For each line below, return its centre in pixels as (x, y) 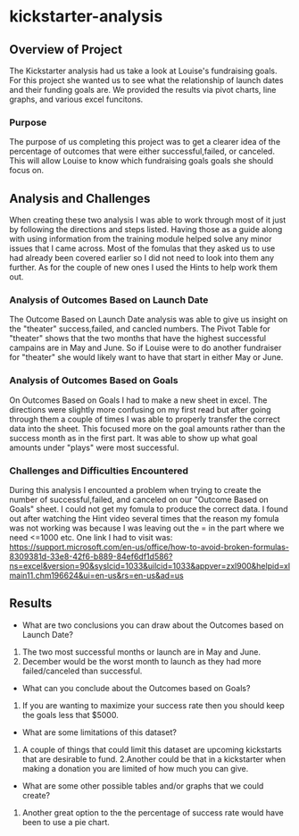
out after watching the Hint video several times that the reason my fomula (144, 518)
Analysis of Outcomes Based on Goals (94, 380)
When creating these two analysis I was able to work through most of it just (148, 220)
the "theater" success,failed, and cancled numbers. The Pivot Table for (140, 329)
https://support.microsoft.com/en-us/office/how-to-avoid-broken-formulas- (149, 547)
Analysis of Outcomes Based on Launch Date (109, 300)
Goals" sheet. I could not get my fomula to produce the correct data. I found (149, 509)
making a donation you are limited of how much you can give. (135, 768)
